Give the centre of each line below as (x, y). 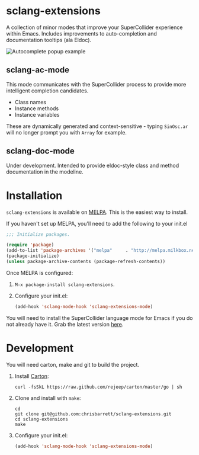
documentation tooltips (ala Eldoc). (49, 40)
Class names (30, 102)
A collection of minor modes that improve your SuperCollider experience (94, 27)
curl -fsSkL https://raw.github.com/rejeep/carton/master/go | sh (98, 387)
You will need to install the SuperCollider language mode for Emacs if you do (99, 318)
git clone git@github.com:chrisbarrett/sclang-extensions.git (93, 414)
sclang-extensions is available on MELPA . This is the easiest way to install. (97, 212)
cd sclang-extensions (41, 419)
